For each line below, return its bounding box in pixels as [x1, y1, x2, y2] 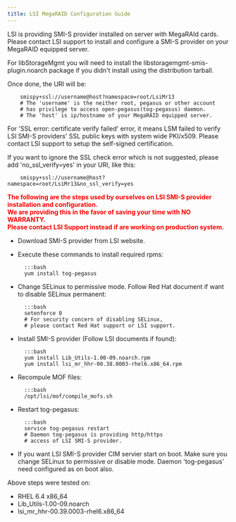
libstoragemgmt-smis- [143, 58, 209, 67]
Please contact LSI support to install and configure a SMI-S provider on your [7, 37, 229, 46]
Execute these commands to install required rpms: [17, 250, 163, 259]
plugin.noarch [7, 66, 48, 74]
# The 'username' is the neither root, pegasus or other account [20, 100, 216, 107]
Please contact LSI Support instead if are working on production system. [7, 223, 224, 231]
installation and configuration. [7, 200, 99, 208]
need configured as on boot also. [17, 464, 114, 473]
